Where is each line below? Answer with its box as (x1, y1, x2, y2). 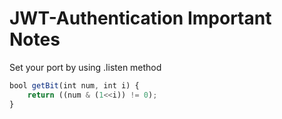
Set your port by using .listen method (9, 61, 162, 73)
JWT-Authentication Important (9, 7, 272, 30)
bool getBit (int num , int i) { (9, 80, 140, 91)
